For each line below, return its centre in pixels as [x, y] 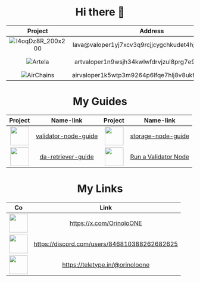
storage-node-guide [160, 136]
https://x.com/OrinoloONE [106, 223]
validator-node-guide [67, 136]
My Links [100, 189]
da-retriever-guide [67, 157]
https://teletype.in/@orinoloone [106, 265]
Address [152, 31]
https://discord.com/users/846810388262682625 [106, 244]
